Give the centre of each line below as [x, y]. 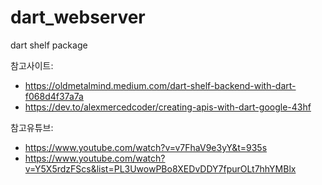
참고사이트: [32, 65]
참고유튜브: [32, 127]
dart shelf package [49, 45]
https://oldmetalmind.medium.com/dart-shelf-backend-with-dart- [160, 85]
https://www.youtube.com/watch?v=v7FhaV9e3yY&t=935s [146, 147]
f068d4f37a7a [54, 96]
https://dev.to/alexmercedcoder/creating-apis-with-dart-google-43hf [168, 107]
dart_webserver [78, 17]
